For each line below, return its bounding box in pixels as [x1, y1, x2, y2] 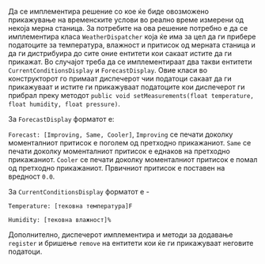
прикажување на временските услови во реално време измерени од [8, 15, 244, 25]
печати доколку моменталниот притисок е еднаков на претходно [8, 146, 231, 156]
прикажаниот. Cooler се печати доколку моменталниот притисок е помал [8, 155, 258, 164]
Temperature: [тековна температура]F [8, 202, 133, 210]
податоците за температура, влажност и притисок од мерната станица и [8, 40, 256, 50]
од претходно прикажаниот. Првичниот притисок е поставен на [8, 164, 225, 172]
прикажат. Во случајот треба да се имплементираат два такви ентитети [8, 57, 252, 66]
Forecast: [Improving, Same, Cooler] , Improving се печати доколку [8, 130, 233, 139]
